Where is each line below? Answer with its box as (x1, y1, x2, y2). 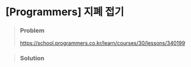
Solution (19, 54, 45, 62)
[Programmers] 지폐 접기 (5, 5, 124, 19)
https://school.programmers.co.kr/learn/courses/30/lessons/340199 (19, 40, 186, 47)
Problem (19, 27, 45, 35)
